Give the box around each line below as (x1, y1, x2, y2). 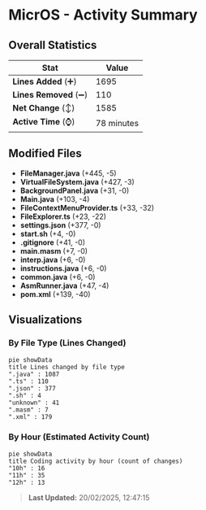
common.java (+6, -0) (19, 272, 96, 281)
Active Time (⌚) (12, 116, 75, 127)
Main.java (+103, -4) (19, 194, 90, 204)
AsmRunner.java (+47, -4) (19, 281, 109, 290)
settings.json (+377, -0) (19, 220, 101, 229)
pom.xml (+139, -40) (19, 289, 91, 299)
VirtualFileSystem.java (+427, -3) (19, 177, 135, 186)
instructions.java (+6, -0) (19, 263, 107, 273)
